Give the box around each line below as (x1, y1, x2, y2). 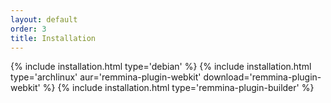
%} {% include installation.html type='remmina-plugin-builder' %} (42, 82, 315, 94)
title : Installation (10, 33, 97, 43)
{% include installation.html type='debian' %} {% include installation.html (10, 61, 312, 73)
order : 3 (10, 24, 47, 34)
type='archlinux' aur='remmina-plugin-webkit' (10, 71, 202, 83)
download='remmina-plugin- (203, 71, 322, 83)
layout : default (10, 14, 78, 25)
